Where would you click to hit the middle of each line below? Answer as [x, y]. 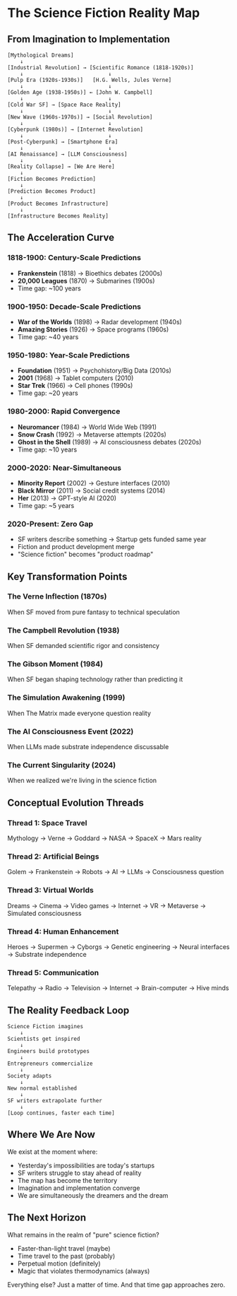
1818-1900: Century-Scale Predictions [74, 258]
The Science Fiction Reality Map [104, 13]
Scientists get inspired [44, 1039]
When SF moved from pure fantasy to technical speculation [93, 612]
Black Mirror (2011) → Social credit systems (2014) [91, 490]
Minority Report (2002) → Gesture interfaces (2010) [94, 483]
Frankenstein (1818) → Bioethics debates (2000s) [90, 273]
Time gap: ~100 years [49, 288]
